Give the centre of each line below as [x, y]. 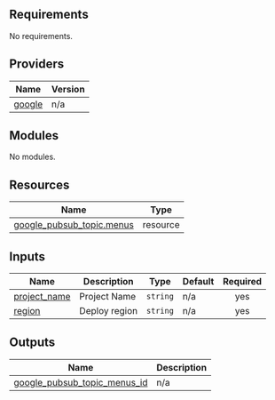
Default [198, 282]
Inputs [27, 256]
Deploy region [109, 311]
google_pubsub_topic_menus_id [81, 382]
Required [243, 282]
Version [69, 89]
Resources [39, 184]
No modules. [32, 157]
